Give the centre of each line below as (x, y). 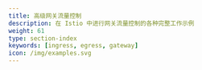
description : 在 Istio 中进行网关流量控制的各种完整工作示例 (101, 23)
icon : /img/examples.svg (50, 53)
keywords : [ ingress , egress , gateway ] (73, 46)
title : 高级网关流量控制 (45, 16)
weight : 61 (27, 31)
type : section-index (43, 38)
